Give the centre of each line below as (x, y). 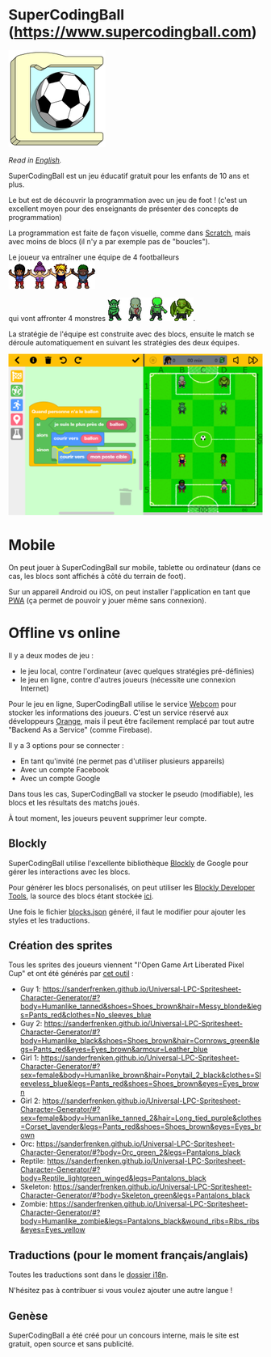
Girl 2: (30, 1101)
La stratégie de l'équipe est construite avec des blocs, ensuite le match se (131, 334)
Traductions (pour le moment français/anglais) (128, 1255)
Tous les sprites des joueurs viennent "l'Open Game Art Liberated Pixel (126, 965)
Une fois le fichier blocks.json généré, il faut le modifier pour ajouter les (127, 911)
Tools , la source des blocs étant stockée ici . (81, 896)
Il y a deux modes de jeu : (51, 655)
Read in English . (35, 160)
